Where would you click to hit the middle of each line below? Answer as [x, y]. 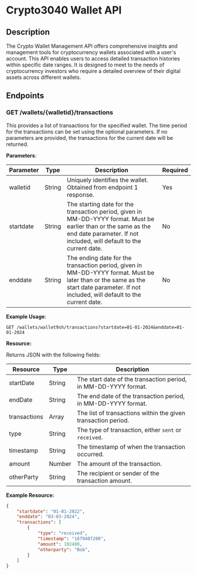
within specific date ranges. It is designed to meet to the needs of [85, 65]
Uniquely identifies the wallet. [107, 180]
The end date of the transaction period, [131, 396]
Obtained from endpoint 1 [102, 187]
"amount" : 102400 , [60, 544]
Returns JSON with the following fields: [53, 355]
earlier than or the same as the [109, 226]
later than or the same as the [106, 280]
